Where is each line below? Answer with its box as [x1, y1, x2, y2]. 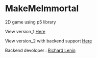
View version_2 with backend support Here [5, 38, 92, 44]
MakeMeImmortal [5, 3, 79, 14]
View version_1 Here [5, 28, 46, 34]
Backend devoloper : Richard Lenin [5, 47, 76, 53]
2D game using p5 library [5, 19, 56, 25]
